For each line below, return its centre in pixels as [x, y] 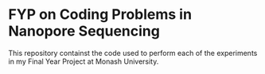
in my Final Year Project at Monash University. [84, 61]
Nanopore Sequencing [84, 31]
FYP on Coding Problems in [100, 15]
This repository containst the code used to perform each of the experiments [133, 53]
